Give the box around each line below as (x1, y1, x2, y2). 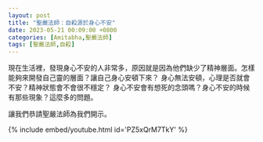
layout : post (8, 11, 51, 20)
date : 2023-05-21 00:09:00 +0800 (8, 26, 117, 34)
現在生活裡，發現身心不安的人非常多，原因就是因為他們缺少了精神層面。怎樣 (8, 64, 255, 73)
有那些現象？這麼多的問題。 (8, 93, 98, 102)
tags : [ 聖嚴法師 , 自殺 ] (8, 41, 75, 49)
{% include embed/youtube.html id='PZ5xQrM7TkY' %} (8, 125, 188, 134)
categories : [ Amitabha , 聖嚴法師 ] (8, 33, 113, 42)
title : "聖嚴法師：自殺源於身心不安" (8, 19, 116, 27)
